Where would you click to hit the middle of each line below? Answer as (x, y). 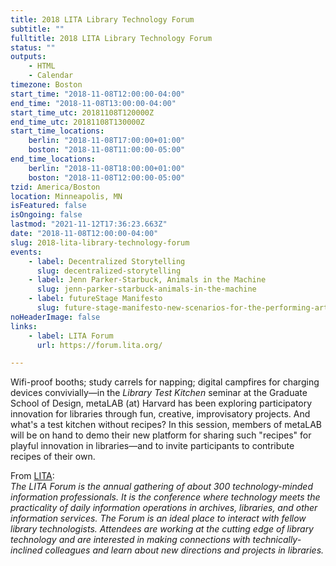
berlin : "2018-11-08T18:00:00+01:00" (107, 168)
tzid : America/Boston (55, 187)
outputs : (28, 57)
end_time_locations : (53, 159)
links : (24, 326)
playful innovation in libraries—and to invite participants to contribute (152, 446)
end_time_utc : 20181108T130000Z (77, 122)
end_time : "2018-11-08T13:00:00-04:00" (93, 103)
